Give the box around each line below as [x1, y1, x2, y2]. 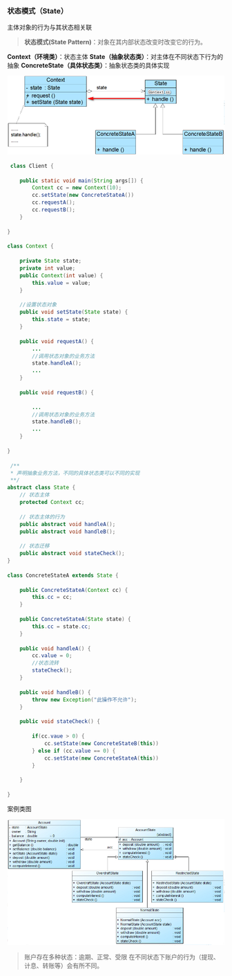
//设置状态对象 [19, 302, 57, 308]
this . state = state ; [32, 316, 91, 323]
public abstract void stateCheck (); [19, 550, 126, 557]
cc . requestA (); [32, 199, 76, 206]
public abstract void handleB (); [19, 528, 116, 535]
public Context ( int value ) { [19, 272, 104, 279]
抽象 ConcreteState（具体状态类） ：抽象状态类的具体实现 [7, 61, 170, 70]
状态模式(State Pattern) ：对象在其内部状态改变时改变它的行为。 [23, 38, 207, 46]
